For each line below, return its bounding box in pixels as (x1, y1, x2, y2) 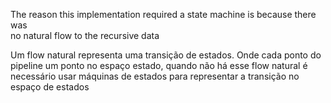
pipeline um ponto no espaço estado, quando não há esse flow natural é (10, 60, 308, 71)
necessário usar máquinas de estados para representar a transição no (10, 70, 300, 82)
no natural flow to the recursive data (10, 30, 160, 41)
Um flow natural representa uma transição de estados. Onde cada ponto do (10, 49, 322, 61)
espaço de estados (10, 81, 90, 93)
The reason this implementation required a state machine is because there (10, 9, 317, 20)
